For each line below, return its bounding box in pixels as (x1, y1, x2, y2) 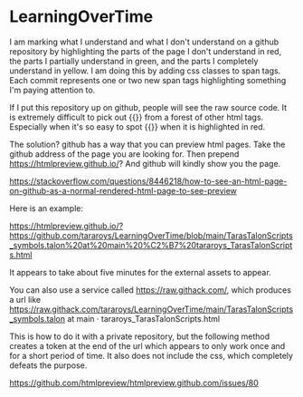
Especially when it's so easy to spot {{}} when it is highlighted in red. (9, 121, 266, 132)
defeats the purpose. (9, 360, 88, 371)
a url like (9, 294, 42, 305)
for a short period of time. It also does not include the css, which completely (9, 350, 294, 361)
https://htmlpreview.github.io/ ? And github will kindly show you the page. (9, 158, 281, 169)
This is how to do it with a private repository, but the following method (9, 331, 270, 342)
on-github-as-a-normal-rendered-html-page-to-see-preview (9, 185, 238, 196)
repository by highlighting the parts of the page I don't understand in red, (9, 45, 282, 56)
